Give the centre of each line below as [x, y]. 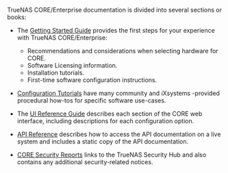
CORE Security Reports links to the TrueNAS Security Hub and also [112, 155]
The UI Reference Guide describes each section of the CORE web [110, 114]
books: [17, 17]
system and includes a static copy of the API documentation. [103, 142]
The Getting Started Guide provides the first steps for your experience [116, 30]
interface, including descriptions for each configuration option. [105, 121]
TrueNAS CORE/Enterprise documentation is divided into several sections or [115, 10]
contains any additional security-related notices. [85, 162]
